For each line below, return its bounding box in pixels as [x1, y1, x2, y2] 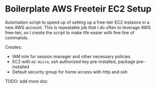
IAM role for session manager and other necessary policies [12, 53, 131, 59]
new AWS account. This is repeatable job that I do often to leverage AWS [5, 24, 151, 30]
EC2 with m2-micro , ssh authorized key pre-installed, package [12, 59, 136, 64]
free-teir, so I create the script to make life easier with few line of [5, 29, 135, 35]
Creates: [5, 44, 22, 50]
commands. [5, 35, 29, 41]
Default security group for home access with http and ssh [12, 69, 128, 74]
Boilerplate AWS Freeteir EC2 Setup [5, 3, 152, 15]
